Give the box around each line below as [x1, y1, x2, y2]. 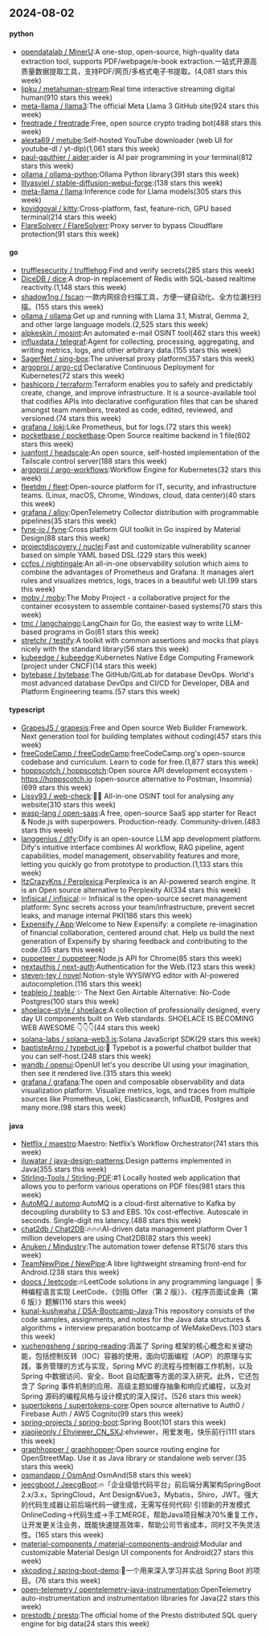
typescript [9, 705, 45, 714]
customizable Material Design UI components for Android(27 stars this [20, 1548, 254, 1557]
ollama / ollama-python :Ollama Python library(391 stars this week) [20, 169, 239, 179]
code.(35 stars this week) [20, 945, 106, 955]
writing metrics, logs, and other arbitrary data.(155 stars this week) [20, 345, 242, 354]
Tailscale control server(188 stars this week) [20, 456, 167, 465]
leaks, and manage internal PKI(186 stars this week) [20, 911, 192, 920]
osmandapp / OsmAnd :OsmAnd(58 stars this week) [20, 1470, 192, 1480]
